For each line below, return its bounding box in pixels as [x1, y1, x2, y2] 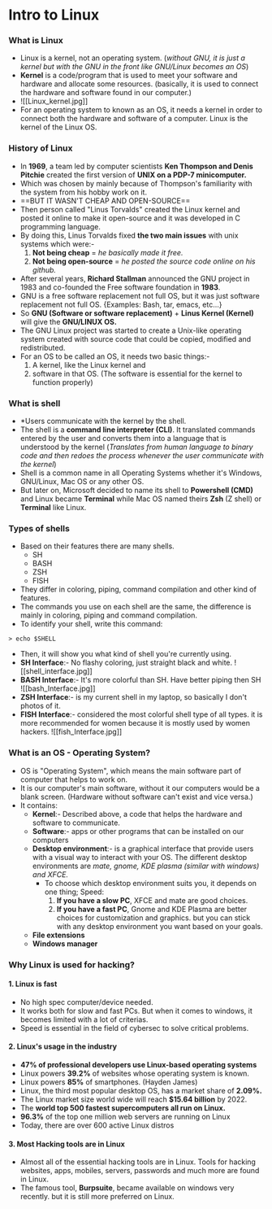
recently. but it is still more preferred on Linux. [19, 1192, 175, 1202]
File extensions [32, 930, 85, 940]
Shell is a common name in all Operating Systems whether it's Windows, [19, 468, 262, 478]
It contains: [19, 800, 58, 810]
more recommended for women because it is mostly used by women [19, 718, 250, 728]
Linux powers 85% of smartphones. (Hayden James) [19, 1077, 198, 1087]
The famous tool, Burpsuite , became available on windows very [19, 1183, 235, 1193]
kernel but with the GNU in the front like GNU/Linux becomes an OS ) [19, 62, 249, 72]
